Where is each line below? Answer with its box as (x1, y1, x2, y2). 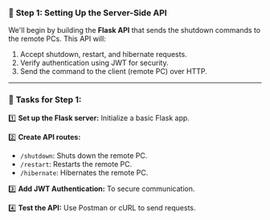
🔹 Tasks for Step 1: (8, 94, 82, 105)
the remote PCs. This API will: (8, 34, 106, 43)
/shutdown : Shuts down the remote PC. (19, 150, 148, 160)
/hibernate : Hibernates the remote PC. (19, 168, 149, 177)
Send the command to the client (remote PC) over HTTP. (19, 67, 207, 76)
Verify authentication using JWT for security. (19, 58, 169, 67)
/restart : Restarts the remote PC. (19, 159, 133, 169)
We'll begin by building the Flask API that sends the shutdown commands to (8, 26, 261, 35)
